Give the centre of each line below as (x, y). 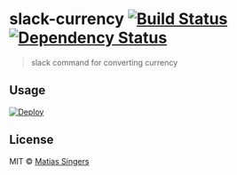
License (32, 140)
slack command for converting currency (104, 62)
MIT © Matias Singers (49, 161)
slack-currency (67, 19)
